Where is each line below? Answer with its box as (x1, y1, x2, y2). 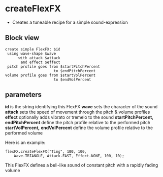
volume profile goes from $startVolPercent (5, 73, 96, 78)
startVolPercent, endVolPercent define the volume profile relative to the (5, 125, 153, 131)
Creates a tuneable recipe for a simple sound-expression (12, 19, 128, 25)
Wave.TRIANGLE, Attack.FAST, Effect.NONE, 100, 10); (14, 153, 125, 158)
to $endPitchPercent (53, 68, 96, 73)
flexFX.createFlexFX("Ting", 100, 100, (5, 149, 87, 154)
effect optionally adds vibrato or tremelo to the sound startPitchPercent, (5, 114, 154, 120)
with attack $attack (18, 55, 61, 60)
